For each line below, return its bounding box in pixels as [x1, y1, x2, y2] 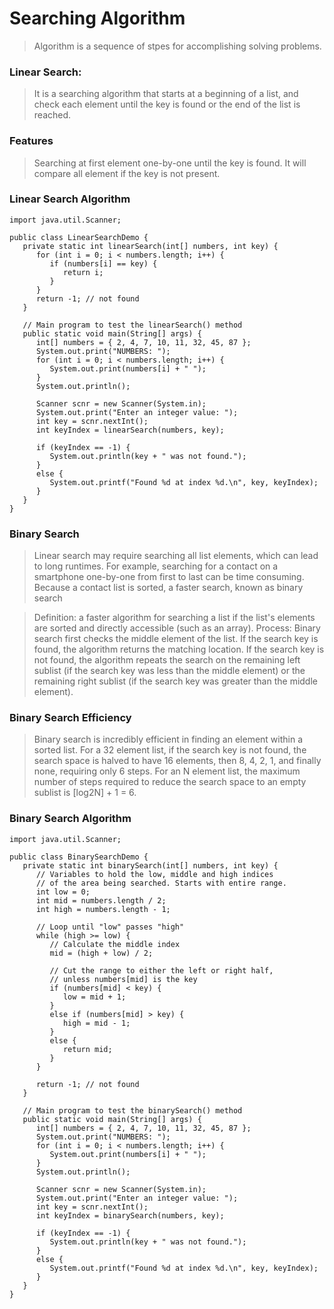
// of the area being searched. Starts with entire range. [35, 878, 287, 888]
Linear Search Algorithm [9, 192, 131, 206]
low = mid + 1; [62, 992, 127, 1002]
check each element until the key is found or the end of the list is [33, 98, 301, 111]
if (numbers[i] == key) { [49, 258, 158, 269]
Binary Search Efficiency [9, 711, 132, 725]
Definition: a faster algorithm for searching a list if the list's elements [33, 612, 316, 624]
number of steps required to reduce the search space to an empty [33, 776, 307, 788]
